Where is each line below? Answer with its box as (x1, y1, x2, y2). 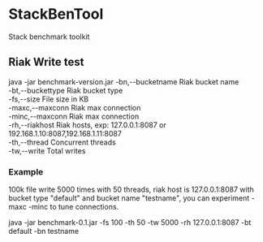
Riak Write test (8, 55, 84, 69)
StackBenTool (8, 5, 104, 24)
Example (8, 166, 44, 177)
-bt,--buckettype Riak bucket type (8, 85, 123, 95)
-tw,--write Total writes (8, 145, 86, 155)
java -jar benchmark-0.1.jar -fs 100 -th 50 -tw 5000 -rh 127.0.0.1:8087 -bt (8, 218, 252, 227)
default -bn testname (8, 227, 80, 236)
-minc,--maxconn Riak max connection (8, 111, 140, 121)
